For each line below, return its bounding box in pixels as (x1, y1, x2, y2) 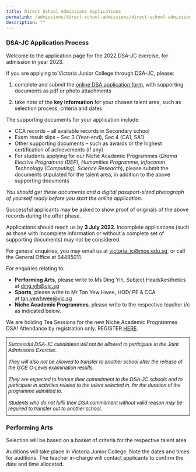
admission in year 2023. (6, 58, 64, 65)
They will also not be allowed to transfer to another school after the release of (8, 358, 183, 365)
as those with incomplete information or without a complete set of (6, 229, 164, 237)
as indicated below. (14, 307, 61, 314)
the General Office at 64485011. (6, 253, 83, 260)
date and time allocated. (6, 460, 64, 467)
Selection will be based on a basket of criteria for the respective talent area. (6, 436, 188, 443)
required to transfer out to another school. (8, 405, 102, 412)
